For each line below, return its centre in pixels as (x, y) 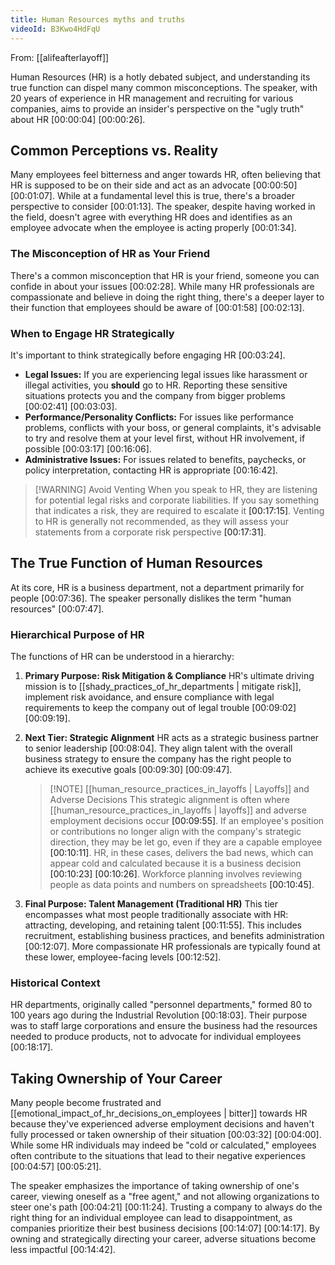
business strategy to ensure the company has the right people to (158, 759)
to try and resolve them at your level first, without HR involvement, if (165, 438)
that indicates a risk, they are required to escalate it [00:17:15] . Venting (179, 510)
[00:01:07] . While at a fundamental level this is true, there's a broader (153, 196)
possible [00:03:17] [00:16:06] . (88, 448)
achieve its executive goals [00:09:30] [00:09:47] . (128, 770)
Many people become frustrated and (86, 1103)
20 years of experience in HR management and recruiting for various (152, 98)
